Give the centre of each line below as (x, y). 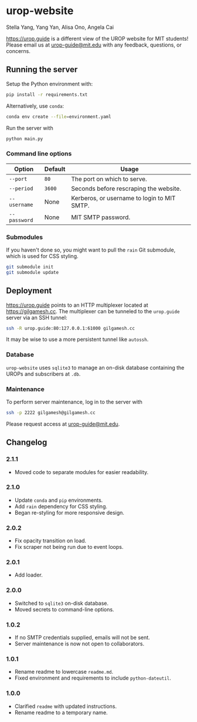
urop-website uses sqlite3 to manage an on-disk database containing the (95, 367)
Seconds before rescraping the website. (126, 188)
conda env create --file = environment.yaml (59, 117)
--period (21, 188)
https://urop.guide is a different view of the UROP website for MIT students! (97, 38)
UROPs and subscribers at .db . (43, 374)
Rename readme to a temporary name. (61, 712)
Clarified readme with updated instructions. (66, 706)
